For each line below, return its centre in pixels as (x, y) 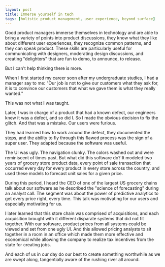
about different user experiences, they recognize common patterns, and (78, 43)
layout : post (18, 10)
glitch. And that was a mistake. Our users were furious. (61, 123)
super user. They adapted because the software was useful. (66, 143)
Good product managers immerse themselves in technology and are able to (82, 33)
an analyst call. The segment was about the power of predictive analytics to (82, 193)
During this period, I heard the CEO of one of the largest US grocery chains (81, 183)
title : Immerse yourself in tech (39, 14)
